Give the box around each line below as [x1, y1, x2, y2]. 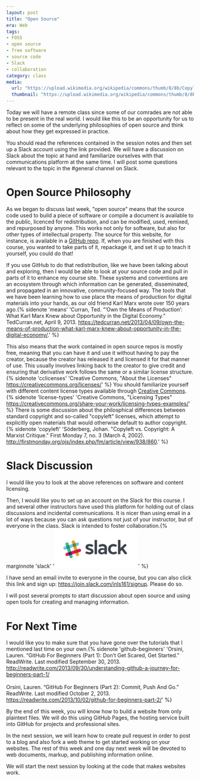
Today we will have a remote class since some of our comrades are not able [6, 109, 192, 116]
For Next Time [6, 619, 77, 633]
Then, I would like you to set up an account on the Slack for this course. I [6, 497, 185, 504]
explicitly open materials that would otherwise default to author [6, 419, 161, 426]
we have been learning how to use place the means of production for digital [6, 293, 192, 300]
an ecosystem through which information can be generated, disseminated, [6, 280, 189, 287]
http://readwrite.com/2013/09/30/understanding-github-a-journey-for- [6, 664, 180, 672]
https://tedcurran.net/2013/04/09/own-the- [78, 318, 185, 326]
